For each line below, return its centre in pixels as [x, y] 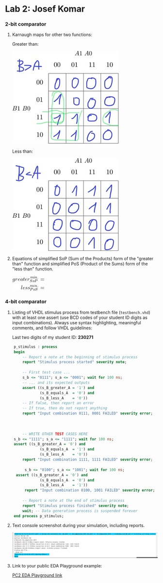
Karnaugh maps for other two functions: [52, 35]
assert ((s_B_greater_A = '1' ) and [58, 388]
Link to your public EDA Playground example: [57, 565]
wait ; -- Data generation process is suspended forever [80, 511]
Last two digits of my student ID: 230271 [53, 337]
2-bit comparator [26, 24]
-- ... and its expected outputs [56, 383]
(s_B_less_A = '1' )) [64, 485]
